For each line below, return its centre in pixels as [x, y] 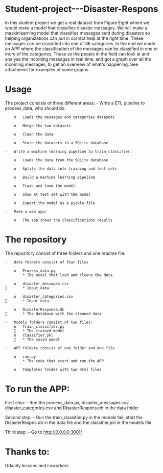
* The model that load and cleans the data [68, 275]
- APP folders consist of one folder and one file [60, 348]
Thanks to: [27, 452]
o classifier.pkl [34, 335]
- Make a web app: [26, 211]
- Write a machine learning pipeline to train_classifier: [69, 151]
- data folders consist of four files [47, 262]
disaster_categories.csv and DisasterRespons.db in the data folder [72, 408]
